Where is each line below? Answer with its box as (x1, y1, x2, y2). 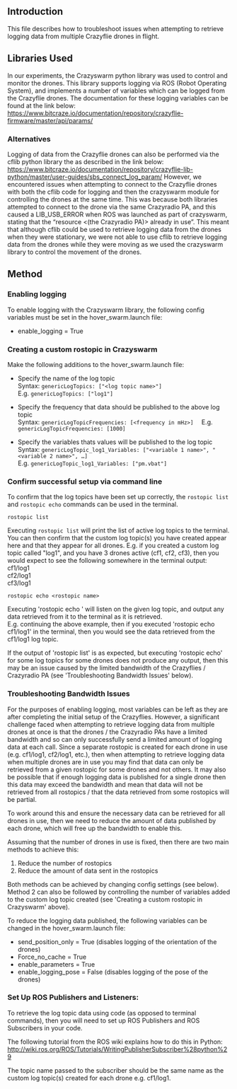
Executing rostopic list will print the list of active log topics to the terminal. (7, 526, 230, 535)
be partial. (7, 795, 37, 803)
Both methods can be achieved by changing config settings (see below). (7, 880, 219, 888)
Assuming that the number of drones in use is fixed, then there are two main (7, 837, 229, 846)
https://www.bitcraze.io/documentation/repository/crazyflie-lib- (7, 165, 193, 173)
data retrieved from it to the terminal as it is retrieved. (7, 612, 163, 621)
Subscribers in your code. (7, 1023, 83, 1032)
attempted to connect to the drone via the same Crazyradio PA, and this (7, 202, 216, 211)
